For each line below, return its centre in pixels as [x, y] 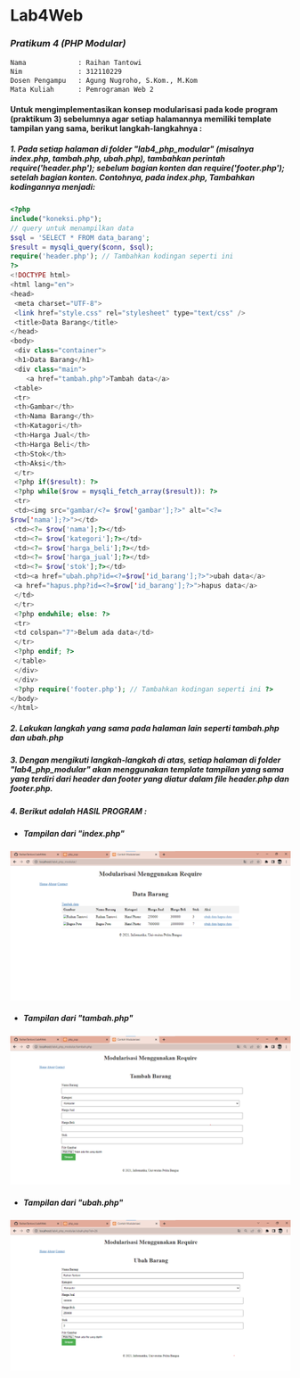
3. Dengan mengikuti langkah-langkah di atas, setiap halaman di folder [146, 760]
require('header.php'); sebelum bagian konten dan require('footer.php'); [148, 168]
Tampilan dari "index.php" [74, 834]
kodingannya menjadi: [53, 186]
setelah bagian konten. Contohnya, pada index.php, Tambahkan [133, 177]
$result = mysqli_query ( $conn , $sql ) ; [82, 247]
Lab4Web [47, 16]
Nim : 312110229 [66, 72]
